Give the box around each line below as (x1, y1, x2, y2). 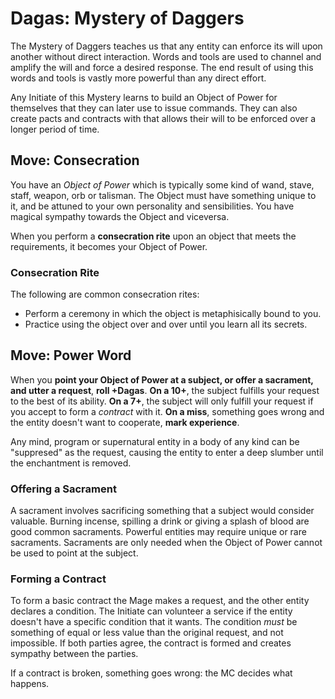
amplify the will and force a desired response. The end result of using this (10, 61, 314, 73)
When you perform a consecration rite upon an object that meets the (10, 230, 297, 242)
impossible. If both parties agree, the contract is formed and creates (10, 637, 292, 649)
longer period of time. (10, 123, 100, 135)
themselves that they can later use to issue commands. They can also (10, 102, 298, 114)
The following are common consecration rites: (10, 288, 200, 301)
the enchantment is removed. (10, 457, 132, 469)
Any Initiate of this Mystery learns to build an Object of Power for (10, 91, 278, 103)
